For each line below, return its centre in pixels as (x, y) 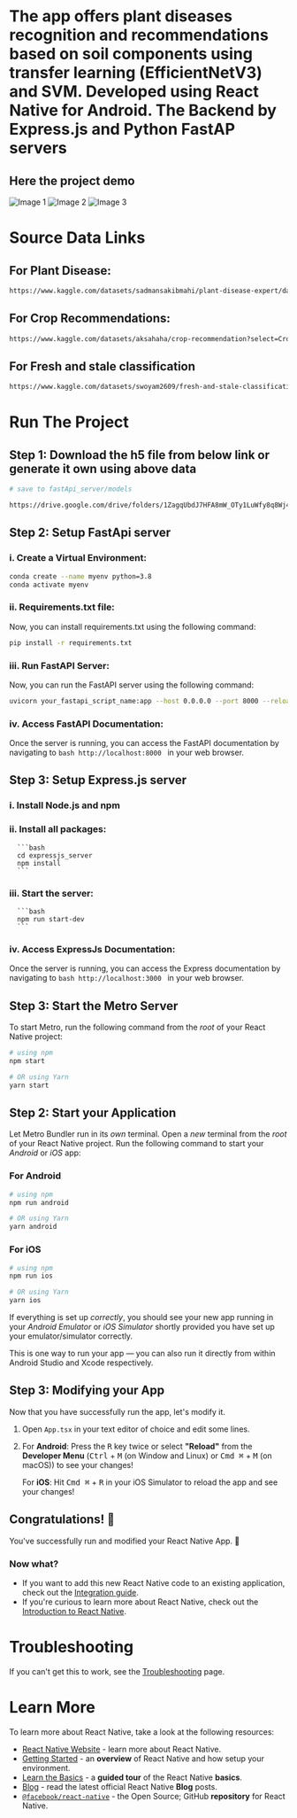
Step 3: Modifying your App (87, 1391)
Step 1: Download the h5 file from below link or (139, 455)
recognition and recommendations (139, 35)
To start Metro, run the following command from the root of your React (137, 1027)
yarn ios (25, 1301)
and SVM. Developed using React (134, 92)
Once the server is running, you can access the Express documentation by (145, 968)
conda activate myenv (49, 585)
